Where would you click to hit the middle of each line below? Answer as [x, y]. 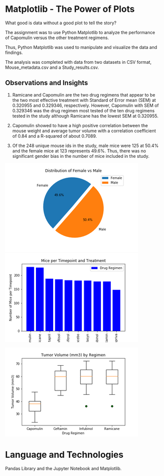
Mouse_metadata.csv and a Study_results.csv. [52, 67]
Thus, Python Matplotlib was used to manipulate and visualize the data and [81, 47]
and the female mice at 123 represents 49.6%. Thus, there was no [79, 151]
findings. [14, 52]
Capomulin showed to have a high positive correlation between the [80, 125]
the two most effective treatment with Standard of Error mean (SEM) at [84, 100]
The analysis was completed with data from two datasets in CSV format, [78, 62]
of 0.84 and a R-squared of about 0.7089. [54, 136]
